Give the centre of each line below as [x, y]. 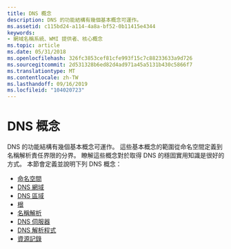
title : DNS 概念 [29, 13]
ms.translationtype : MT [41, 71]
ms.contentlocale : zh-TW [43, 77]
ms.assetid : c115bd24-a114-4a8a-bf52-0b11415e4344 [81, 26]
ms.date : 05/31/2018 [37, 52]
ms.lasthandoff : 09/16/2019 [48, 84]
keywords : [21, 33]
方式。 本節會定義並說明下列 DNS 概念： [64, 164]
